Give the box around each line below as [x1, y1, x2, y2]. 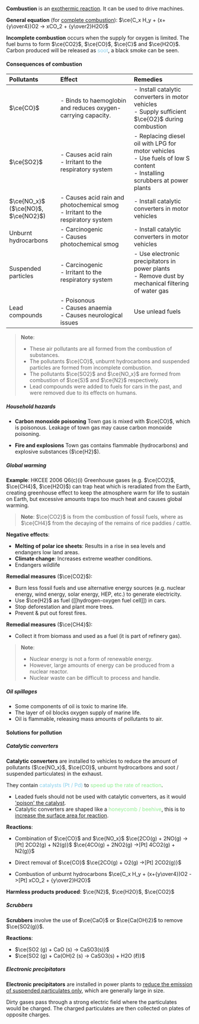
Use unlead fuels [133, 307, 181, 316]
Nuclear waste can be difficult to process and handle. [29, 675, 161, 682]
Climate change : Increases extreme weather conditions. [14, 555, 153, 562]
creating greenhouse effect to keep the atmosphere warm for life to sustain [6, 489, 190, 496]
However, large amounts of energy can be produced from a [29, 662, 175, 669]
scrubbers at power [133, 176, 188, 185]
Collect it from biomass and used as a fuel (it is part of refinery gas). [14, 633, 182, 640]
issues [60, 319, 79, 327]
